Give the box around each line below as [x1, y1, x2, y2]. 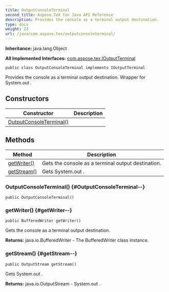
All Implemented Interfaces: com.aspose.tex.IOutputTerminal [5, 55, 136, 61]
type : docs [5, 22, 29, 27]
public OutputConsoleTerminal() [5, 195, 74, 200]
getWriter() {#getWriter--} [5, 206, 73, 214]
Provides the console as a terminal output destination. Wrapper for [5, 74, 146, 80]
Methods [5, 136, 35, 144]
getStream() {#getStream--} [5, 250, 78, 257]
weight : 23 [5, 27, 29, 32]
